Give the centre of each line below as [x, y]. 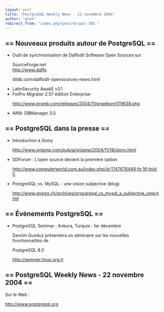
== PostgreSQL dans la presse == [58, 128]
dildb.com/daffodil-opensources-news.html [56, 80]
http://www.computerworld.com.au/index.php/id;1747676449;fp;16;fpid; [85, 169]
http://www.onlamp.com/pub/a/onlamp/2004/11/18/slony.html [74, 150]
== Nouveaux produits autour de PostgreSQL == [80, 43]
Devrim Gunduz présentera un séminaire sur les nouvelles [70, 235]
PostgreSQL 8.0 [28, 250]
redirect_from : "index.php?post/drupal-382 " [52, 23]
